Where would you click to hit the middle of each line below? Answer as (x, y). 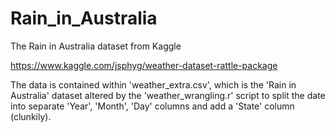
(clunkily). (31, 116)
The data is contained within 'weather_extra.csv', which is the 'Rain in (153, 84)
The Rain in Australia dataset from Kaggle (96, 46)
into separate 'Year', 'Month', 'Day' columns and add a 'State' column (152, 106)
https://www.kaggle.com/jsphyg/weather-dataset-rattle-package (144, 65)
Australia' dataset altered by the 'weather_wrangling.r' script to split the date (168, 95)
